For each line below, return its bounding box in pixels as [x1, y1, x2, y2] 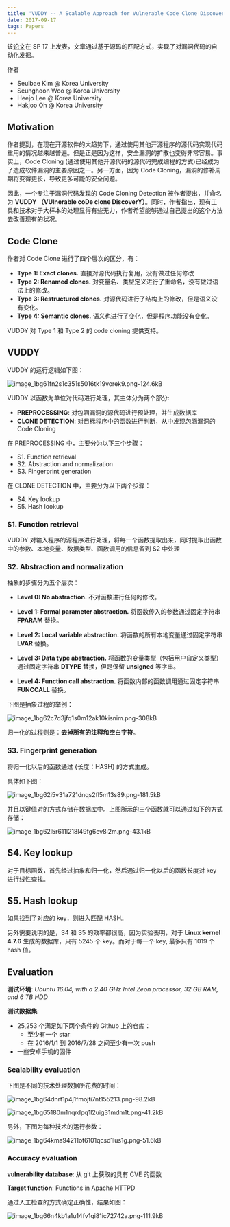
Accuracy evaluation [7, 1154, 77, 1163]
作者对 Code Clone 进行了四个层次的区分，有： [7, 255, 140, 262]
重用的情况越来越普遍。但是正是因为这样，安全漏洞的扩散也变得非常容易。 [7, 149, 217, 157]
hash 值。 [7, 945, 35, 954]
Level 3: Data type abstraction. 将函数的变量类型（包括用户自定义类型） [16, 654, 222, 663]
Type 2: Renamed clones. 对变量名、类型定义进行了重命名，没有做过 [16, 277, 213, 286]
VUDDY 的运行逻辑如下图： [7, 365, 84, 374]
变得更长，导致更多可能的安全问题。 [18, 174, 121, 183]
